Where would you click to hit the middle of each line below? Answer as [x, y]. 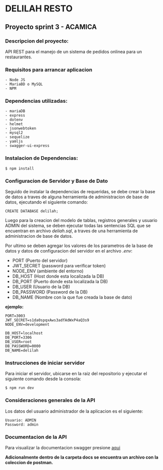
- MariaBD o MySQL [24, 85]
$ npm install [20, 169]
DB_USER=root [19, 342]
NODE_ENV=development [27, 325]
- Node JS [15, 80]
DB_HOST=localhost [24, 333]
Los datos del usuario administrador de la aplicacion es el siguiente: [74, 411]
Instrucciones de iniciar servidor [45, 363]
